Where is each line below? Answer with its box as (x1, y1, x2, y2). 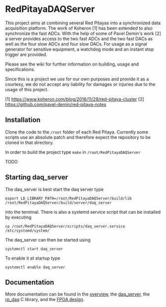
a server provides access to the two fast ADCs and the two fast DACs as (5, 36, 153, 42)
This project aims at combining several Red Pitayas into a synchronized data (5, 20, 161, 26)
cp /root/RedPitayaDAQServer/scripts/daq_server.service (5, 224, 125, 229)
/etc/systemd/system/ (5, 228, 50, 233)
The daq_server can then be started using (5, 237, 91, 243)
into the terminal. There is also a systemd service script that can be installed (5, 209, 161, 215)
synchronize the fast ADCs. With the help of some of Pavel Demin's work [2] (5, 30, 161, 36)
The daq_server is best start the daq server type (5, 186, 104, 192)
